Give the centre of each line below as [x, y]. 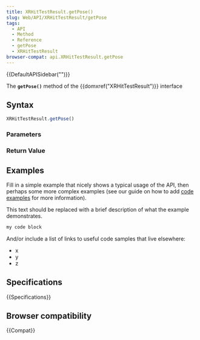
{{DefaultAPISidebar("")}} [38, 74]
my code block [24, 227]
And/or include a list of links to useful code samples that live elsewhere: [96, 238]
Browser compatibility [49, 316]
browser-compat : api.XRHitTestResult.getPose [65, 57]
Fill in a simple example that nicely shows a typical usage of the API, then [98, 185]
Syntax [20, 105]
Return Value [26, 151]
